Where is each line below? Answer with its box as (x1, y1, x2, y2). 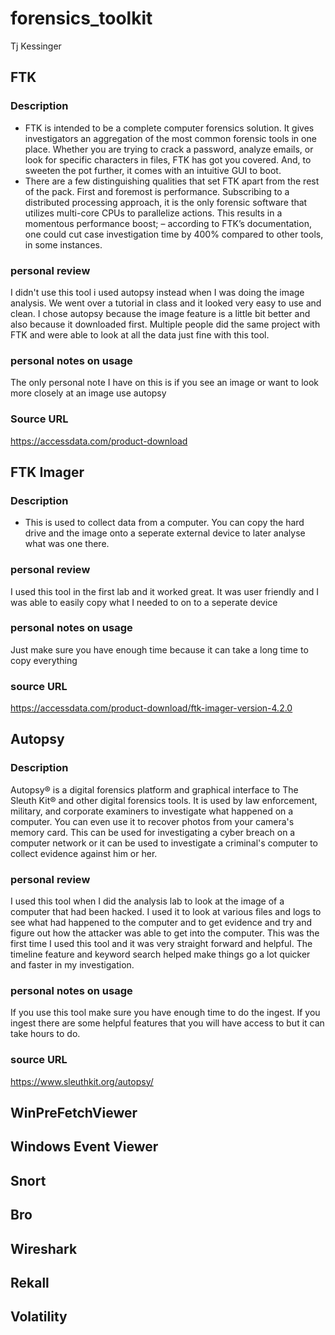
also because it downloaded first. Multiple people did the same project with (10, 318, 321, 330)
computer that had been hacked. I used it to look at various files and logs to (10, 906, 322, 918)
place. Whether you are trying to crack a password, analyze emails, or (24, 143, 314, 155)
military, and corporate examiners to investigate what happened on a (10, 805, 294, 817)
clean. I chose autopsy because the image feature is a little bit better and (10, 307, 311, 319)
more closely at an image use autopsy (10, 387, 167, 399)
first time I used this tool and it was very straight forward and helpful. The (10, 938, 313, 950)
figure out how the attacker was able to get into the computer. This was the (10, 927, 320, 939)
